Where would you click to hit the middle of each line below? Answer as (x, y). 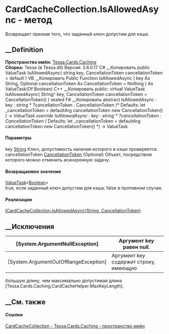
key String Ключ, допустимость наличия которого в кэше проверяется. (82, 149)
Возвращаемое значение (33, 171)
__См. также (26, 302)
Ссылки (14, 315)
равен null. (136, 247)
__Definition (24, 50)
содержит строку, (134, 262)
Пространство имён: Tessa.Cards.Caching (51, 62)
